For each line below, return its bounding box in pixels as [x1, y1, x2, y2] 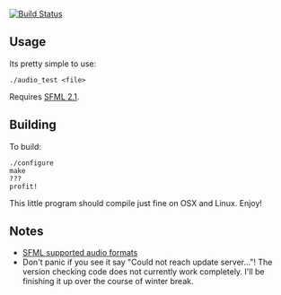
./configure [9, 158, 54, 168]
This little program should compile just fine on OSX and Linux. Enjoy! [9, 197, 263, 208]
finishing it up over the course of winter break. [22, 276, 194, 287]
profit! [9, 182, 39, 191]
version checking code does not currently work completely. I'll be [22, 266, 265, 277]
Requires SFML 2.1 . [9, 91, 80, 102]
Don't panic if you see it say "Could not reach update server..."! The [22, 256, 273, 268]
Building [9, 117, 57, 133]
